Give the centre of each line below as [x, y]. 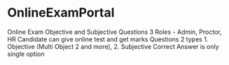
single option [26, 54]
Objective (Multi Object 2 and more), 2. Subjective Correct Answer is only [113, 46]
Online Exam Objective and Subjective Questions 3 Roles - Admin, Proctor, [114, 32]
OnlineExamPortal [61, 13]
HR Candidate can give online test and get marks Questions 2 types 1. [108, 39]
